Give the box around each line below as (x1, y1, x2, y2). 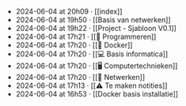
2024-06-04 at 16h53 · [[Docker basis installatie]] (15, 89, 179, 98)
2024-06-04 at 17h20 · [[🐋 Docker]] (15, 40, 133, 50)
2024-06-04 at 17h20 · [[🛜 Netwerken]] (15, 73, 145, 81)
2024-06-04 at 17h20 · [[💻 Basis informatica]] (15, 49, 169, 59)
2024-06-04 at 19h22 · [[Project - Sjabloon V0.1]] (15, 24, 177, 32)
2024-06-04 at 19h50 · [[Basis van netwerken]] (15, 15, 172, 25)
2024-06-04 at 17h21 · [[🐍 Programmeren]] (15, 32, 157, 41)
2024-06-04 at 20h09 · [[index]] (15, 7, 123, 16)
